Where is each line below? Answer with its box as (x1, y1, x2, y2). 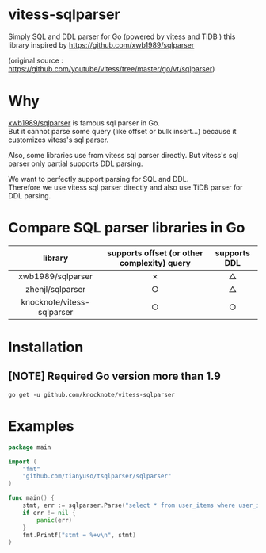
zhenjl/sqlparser (25, 283, 86, 294)
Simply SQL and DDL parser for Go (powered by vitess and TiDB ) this (8, 32, 236, 41)
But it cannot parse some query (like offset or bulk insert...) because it (8, 126, 237, 136)
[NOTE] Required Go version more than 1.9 (8, 370, 222, 383)
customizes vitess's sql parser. (8, 135, 109, 144)
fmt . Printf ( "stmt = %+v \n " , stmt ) (22, 531, 136, 539)
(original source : (8, 56, 63, 65)
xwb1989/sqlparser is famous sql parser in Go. (8, 117, 161, 128)
